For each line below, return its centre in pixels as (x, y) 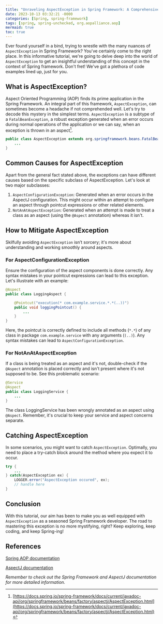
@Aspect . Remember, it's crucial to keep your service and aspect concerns (79, 415)
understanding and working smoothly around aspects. (59, 247)
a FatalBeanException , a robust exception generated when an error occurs (80, 119)
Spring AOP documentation (33, 558)
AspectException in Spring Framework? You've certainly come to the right (78, 51)
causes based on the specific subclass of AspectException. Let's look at (78, 180)
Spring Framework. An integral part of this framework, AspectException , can (81, 104)
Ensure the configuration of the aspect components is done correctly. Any (79, 271)
